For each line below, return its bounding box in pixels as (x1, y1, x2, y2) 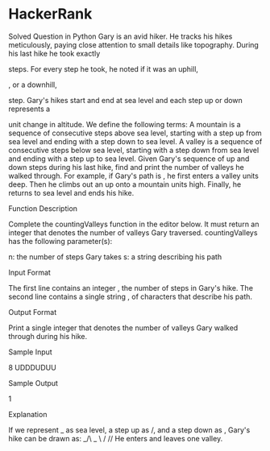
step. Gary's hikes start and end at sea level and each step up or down (8, 95, 243, 105)
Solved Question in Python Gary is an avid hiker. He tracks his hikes (8, 31, 233, 41)
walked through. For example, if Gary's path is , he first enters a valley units (8, 171, 260, 180)
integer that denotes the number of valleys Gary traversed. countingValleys (8, 227, 258, 238)
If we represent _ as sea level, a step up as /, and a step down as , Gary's (8, 424, 251, 435)
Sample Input (8, 347, 52, 357)
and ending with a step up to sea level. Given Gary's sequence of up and (8, 154, 250, 163)
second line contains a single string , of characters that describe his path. (8, 292, 252, 301)
